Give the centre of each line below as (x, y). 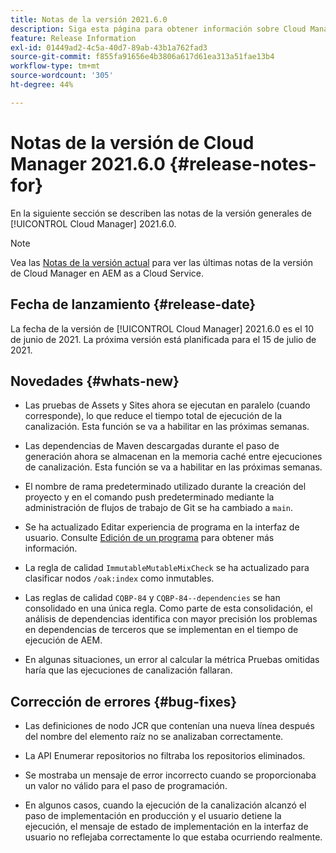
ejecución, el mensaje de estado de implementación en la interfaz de (166, 827)
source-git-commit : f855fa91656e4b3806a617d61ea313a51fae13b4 (142, 57)
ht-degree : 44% (42, 85)
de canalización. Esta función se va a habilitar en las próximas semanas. (173, 467)
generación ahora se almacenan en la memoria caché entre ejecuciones (173, 457)
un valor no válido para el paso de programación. (126, 786)
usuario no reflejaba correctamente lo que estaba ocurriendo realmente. (173, 837)
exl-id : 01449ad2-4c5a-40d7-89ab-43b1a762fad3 (109, 47)
